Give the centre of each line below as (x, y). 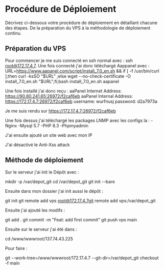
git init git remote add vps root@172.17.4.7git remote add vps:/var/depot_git (80, 201)
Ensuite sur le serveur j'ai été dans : (41, 229)
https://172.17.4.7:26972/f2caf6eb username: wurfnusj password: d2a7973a (81, 101)
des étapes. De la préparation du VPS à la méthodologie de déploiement (78, 28)
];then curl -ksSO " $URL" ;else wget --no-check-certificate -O (68, 76)
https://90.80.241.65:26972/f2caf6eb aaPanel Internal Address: (69, 96)
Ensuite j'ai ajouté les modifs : (35, 210)
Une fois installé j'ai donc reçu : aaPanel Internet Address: (63, 91)
